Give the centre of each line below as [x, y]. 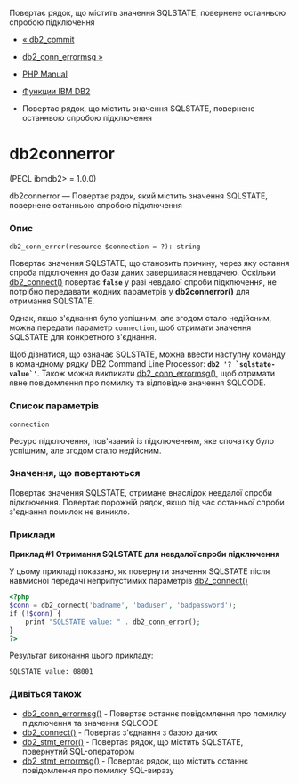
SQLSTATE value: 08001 [51, 672]
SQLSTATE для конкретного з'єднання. [83, 337]
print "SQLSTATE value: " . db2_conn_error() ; [113, 622]
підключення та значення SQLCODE [90, 723]
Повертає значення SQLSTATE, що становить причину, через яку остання [149, 263]
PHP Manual [45, 74]
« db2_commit [48, 40]
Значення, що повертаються [75, 473]
